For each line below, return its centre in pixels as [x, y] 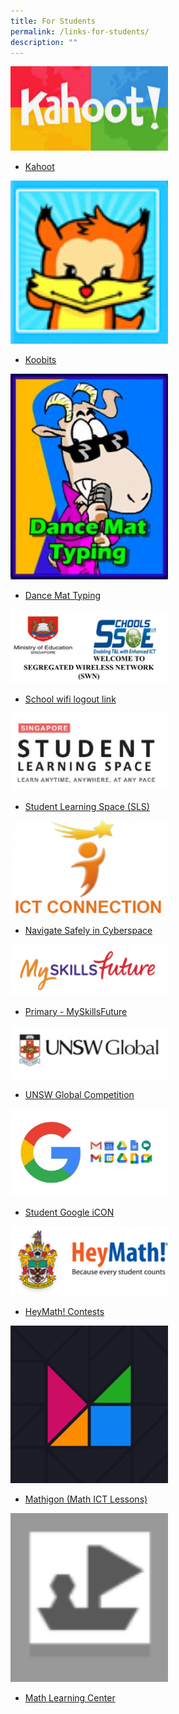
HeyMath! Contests [64, 1312]
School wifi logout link [70, 699]
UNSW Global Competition [79, 1095]
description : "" [44, 42]
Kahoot [39, 167]
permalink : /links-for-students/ [80, 31]
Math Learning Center [70, 1697]
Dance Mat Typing [63, 595]
